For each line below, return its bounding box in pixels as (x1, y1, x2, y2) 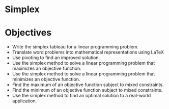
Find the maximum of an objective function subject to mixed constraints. (12, 81, 164, 88)
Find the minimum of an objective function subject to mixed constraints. (12, 87, 163, 93)
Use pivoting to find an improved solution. (12, 54, 100, 61)
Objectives (5, 27, 52, 39)
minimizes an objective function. (12, 76, 80, 83)
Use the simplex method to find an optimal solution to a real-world (12, 93, 151, 99)
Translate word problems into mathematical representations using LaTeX (12, 49, 164, 56)
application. (12, 98, 37, 104)
